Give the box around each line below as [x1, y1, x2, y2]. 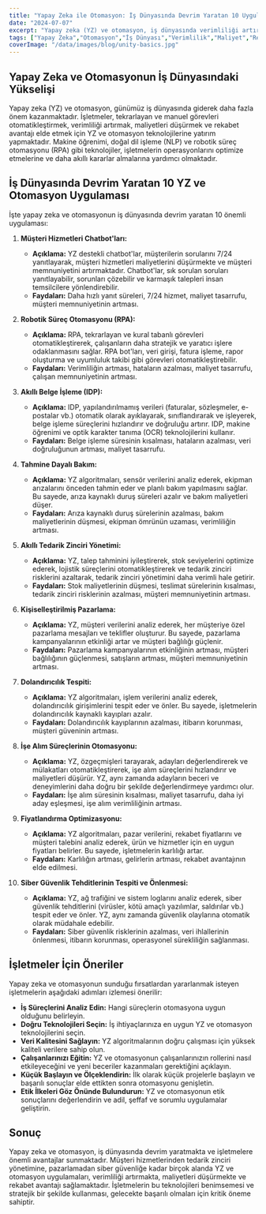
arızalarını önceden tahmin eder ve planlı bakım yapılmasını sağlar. [32, 483, 248, 493]
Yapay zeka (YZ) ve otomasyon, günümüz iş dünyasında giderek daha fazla [9, 103, 254, 113]
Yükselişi [9, 82, 55, 96]
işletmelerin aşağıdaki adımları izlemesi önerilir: [9, 987, 163, 997]
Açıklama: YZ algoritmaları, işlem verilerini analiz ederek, [32, 692, 218, 702]
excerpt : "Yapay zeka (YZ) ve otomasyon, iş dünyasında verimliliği [9, 26, 239, 34]
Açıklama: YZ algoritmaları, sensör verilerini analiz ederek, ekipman [32, 474, 253, 484]
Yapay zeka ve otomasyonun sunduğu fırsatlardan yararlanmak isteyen [9, 979, 239, 988]
